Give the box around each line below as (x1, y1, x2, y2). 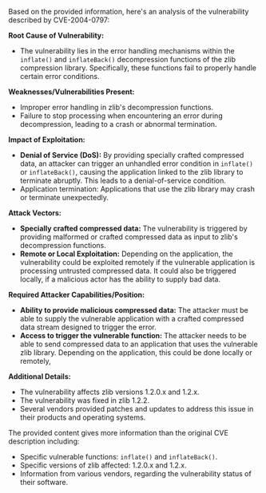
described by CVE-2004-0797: (8, 15, 110, 25)
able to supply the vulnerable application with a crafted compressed (19, 314, 244, 323)
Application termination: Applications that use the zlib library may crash (19, 184, 256, 194)
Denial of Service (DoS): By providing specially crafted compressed (19, 151, 244, 160)
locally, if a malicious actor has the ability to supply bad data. (19, 274, 221, 284)
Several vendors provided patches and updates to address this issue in (19, 404, 254, 413)
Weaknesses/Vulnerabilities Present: (8, 87, 135, 97)
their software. (19, 478, 69, 487)
